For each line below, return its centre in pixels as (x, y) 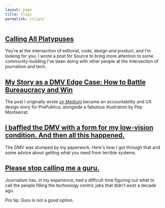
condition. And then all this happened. (65, 136)
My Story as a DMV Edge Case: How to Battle (76, 82)
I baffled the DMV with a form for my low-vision (79, 128)
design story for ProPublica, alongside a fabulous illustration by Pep (74, 107)
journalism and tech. (26, 67)
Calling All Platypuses (39, 39)
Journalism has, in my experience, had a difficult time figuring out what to (80, 180)
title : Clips (18, 14)
